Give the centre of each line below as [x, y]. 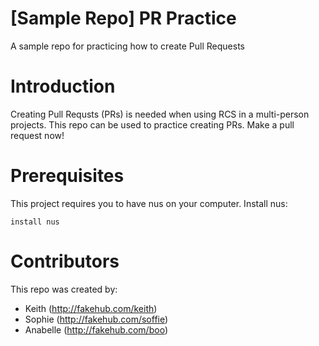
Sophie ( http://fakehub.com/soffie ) [96, 319]
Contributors [65, 261]
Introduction [63, 86]
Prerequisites [67, 176]
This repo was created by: [64, 289]
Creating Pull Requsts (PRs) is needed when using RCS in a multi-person [160, 114]
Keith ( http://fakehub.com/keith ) [91, 308]
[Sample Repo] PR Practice [123, 18]
